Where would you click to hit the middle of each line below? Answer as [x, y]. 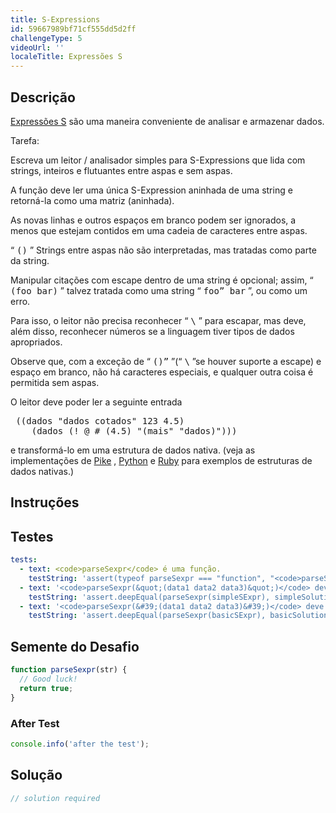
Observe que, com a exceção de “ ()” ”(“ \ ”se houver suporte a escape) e [166, 361]
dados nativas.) [42, 471]
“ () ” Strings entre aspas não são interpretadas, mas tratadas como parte [163, 250]
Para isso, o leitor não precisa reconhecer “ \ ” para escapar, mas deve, [158, 320]
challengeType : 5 [46, 38]
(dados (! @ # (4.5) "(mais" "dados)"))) [134, 430]
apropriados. [36, 342]
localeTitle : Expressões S [66, 57]
